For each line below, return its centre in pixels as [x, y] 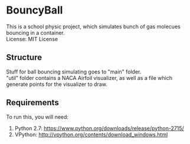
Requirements [32, 103]
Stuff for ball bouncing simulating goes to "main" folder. [74, 72]
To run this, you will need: [37, 117]
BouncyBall [35, 10]
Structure [24, 57]
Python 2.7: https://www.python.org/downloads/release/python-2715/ [99, 128]
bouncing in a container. [35, 32]
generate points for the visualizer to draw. [57, 84]
